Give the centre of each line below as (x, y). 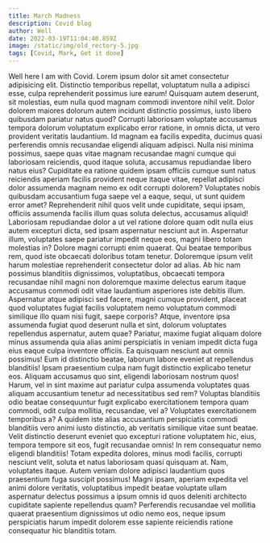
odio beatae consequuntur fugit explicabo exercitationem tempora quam (129, 402)
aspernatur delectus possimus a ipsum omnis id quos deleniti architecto (128, 496)
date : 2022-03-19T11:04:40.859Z (62, 38)
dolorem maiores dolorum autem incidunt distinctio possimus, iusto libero (130, 111)
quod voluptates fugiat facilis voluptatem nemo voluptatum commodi (123, 308)
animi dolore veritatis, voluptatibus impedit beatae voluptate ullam (118, 488)
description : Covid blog (50, 23)
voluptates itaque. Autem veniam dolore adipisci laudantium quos (117, 470)
